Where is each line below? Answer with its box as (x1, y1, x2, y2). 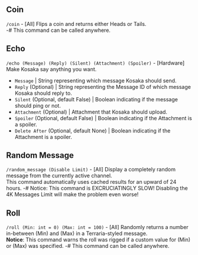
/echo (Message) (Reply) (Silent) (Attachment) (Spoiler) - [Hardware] (6, 59, 185, 67)
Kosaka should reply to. (14, 90, 72, 97)
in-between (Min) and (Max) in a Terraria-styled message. (6, 230, 148, 237)
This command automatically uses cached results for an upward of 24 (6, 178, 177, 186)
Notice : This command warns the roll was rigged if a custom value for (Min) (6, 236, 191, 243)
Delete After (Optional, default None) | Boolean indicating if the (14, 127, 171, 134)
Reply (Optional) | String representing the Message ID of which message (14, 83, 191, 90)
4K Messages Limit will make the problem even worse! (6, 191, 139, 198)
